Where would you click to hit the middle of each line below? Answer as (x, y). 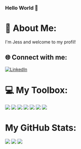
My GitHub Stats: (41, 128)
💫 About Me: (31, 28)
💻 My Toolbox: (36, 90)
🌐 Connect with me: (36, 57)
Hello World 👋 (22, 8)
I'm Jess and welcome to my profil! (40, 42)
